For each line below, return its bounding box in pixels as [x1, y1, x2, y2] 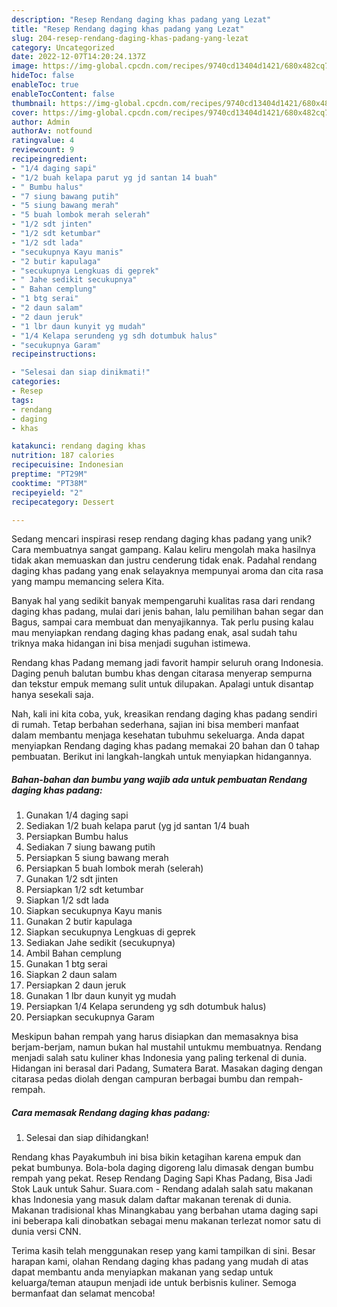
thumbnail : [11, 98, 57, 108]
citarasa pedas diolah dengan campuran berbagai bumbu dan [11, 1073, 266, 1085]
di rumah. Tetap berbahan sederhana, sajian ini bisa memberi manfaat [11, 719, 300, 731]
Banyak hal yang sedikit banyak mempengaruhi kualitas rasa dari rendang [11, 595, 316, 607]
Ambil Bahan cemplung [25, 947, 122, 960]
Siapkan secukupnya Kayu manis [25, 905, 163, 917]
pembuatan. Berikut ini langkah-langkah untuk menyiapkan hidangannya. [11, 751, 313, 763]
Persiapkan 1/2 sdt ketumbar [25, 884, 144, 896]
